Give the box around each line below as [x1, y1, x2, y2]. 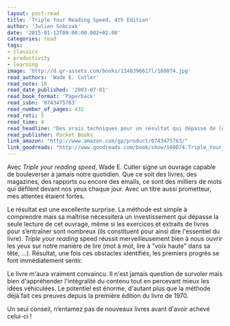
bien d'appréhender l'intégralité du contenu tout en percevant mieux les [7, 277, 210, 285]
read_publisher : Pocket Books [7, 131, 94, 138]
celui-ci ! [7, 312, 32, 320]
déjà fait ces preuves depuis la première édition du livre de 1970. [7, 292, 189, 299]
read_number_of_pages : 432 [7, 106, 84, 113]
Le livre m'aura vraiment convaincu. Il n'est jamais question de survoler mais [7, 270, 223, 278]
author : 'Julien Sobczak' [7, 23, 81, 30]
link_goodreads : [7, 144, 53, 151]
